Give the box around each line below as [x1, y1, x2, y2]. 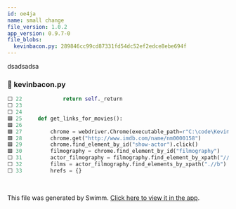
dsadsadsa [7, 62, 39, 70]
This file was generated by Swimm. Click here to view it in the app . [7, 194, 200, 202]
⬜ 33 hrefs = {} [7, 167, 82, 174]
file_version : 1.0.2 [7, 23, 68, 30]
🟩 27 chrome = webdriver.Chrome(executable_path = [7, 128, 183, 135]
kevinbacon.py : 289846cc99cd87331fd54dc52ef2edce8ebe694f [13, 43, 188, 50]
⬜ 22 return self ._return [7, 95, 123, 102]
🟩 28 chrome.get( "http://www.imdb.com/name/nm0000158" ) [7, 135, 202, 142]
